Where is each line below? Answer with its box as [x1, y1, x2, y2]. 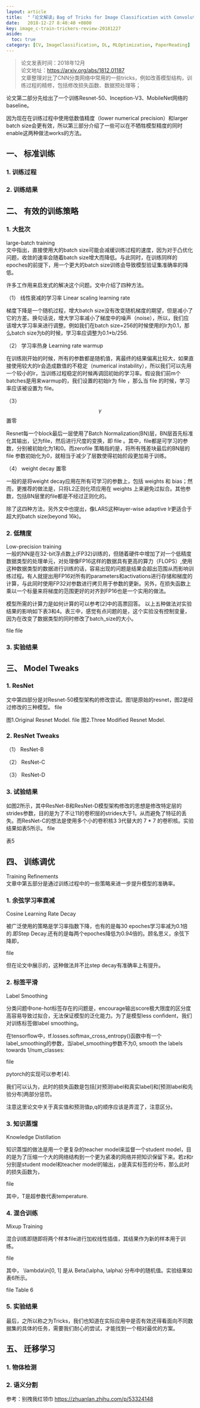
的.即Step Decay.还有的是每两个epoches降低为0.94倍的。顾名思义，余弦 [6, 930, 185, 937]
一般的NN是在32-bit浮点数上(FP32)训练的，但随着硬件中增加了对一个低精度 [6, 550, 192, 558]
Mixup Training [6, 1223, 43, 1230]
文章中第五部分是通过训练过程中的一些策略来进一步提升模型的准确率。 [6, 880, 179, 887]
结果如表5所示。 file [6, 825, 55, 832]
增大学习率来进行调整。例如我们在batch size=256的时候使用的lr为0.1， [11, 322, 185, 329]
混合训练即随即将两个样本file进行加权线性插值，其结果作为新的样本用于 [6, 1235, 181, 1242]
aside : [6, 31, 23, 37]
